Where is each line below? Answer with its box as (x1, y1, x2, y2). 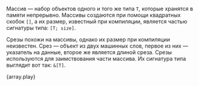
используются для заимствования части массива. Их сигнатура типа (6, 55, 186, 62)
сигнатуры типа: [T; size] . (6, 24, 76, 31)
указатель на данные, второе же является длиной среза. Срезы (6, 49, 172, 56)
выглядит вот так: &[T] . (6, 61, 66, 69)
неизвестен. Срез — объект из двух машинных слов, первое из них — (6, 42, 189, 49)
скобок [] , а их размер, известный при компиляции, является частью (6, 18, 188, 25)
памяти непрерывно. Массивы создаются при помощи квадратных (6, 11, 181, 19)
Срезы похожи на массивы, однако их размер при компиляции (6, 36, 171, 43)
